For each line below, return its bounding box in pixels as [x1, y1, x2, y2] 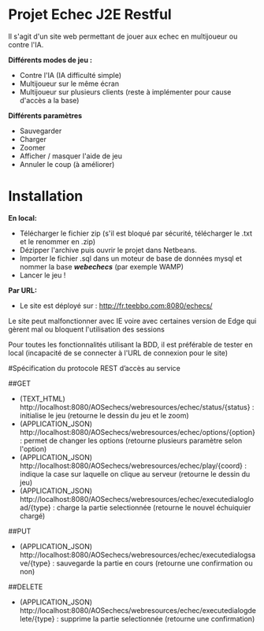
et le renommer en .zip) [19, 236, 96, 246]
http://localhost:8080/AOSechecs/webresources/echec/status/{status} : [19, 402, 255, 411]
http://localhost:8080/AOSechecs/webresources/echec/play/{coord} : [19, 461, 247, 470]
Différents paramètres [8, 110, 83, 120]
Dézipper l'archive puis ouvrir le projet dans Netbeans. [19, 245, 197, 254]
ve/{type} [19, 558, 51, 568]
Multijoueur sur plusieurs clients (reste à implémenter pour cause [19, 87, 232, 96]
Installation [8, 187, 84, 206]
